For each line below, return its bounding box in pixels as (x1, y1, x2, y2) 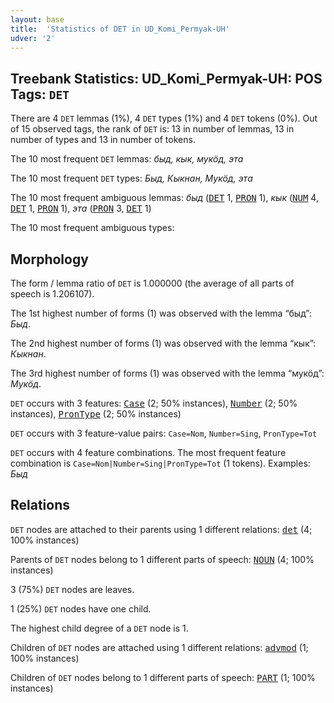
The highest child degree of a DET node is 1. (10, 622, 189, 634)
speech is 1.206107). (10, 288, 95, 300)
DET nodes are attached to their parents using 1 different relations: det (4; (10, 523, 313, 535)
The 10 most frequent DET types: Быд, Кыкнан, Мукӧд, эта (10, 172, 253, 185)
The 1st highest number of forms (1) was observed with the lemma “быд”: (10, 307, 312, 319)
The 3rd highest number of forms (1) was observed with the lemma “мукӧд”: (10, 367, 325, 379)
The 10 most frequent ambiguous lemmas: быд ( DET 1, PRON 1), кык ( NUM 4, (10, 192, 319, 204)
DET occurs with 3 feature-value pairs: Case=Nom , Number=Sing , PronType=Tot (10, 427, 318, 439)
